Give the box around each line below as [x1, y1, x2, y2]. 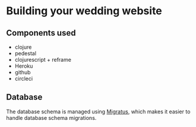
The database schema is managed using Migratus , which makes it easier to [6, 108, 191, 115]
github [14, 69, 31, 75]
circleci [14, 75, 33, 82]
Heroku [14, 62, 33, 69]
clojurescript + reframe [14, 56, 71, 63]
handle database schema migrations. [6, 114, 97, 121]
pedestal [14, 50, 37, 57]
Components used [6, 28, 76, 38]
